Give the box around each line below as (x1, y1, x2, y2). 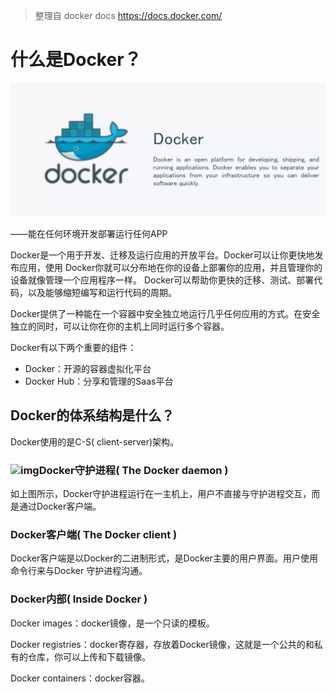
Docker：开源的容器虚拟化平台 (24, 363, 152, 375)
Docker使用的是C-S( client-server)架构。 (10, 435, 180, 448)
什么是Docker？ (10, 49, 142, 71)
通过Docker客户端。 (18, 500, 102, 513)
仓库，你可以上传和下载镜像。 (27, 650, 151, 663)
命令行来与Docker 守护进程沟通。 (10, 565, 148, 577)
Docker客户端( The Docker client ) (10, 528, 178, 542)
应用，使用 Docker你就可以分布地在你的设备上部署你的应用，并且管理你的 (18, 262, 323, 274)
